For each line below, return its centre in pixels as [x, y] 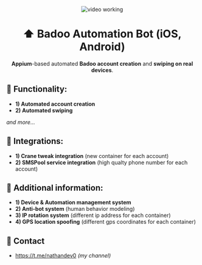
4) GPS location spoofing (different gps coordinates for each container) [106, 222]
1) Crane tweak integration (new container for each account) [92, 156]
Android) [102, 47]
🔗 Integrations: [35, 141]
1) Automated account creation [55, 104]
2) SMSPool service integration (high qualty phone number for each [101, 162]
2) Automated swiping [44, 110]
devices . [102, 70]
